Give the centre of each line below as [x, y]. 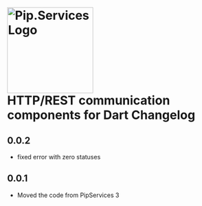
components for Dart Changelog [101, 115]
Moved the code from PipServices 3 [68, 195]
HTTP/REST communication [89, 101]
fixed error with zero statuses [59, 157]
